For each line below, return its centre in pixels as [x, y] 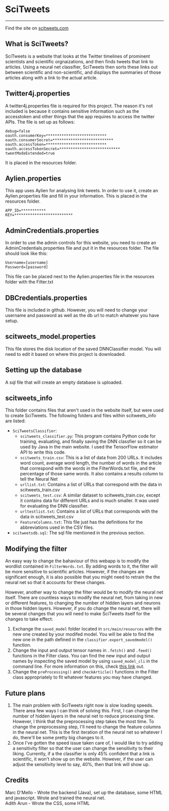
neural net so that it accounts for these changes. [56, 582]
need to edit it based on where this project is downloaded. [65, 354]
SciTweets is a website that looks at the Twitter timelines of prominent [78, 56]
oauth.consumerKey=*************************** [56, 136]
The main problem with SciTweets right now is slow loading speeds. [83, 705]
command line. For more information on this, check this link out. [78, 666]
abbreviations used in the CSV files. [57, 527]
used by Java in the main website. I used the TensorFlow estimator [89, 447]
